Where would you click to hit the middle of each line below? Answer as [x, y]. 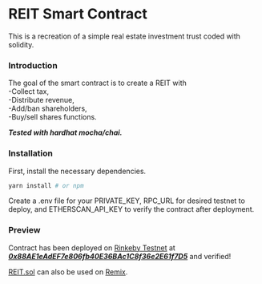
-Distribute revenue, [41, 100]
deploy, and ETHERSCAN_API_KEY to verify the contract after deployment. [131, 209]
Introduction [33, 65]
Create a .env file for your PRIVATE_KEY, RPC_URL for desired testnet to [127, 201]
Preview [24, 230]
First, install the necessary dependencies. [77, 171]
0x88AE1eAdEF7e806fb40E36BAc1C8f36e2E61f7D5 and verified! [120, 256]
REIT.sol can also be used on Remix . [68, 272]
